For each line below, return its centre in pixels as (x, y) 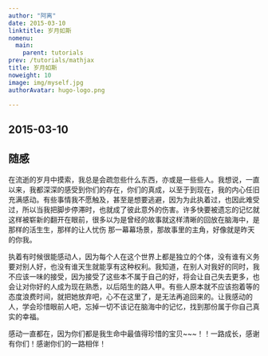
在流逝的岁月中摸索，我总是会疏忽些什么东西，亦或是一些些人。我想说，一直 (134, 179)
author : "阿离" (32, 16)
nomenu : (21, 38)
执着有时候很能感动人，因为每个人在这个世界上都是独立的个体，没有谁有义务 (134, 256)
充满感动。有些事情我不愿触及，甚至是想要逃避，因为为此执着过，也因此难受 (134, 199)
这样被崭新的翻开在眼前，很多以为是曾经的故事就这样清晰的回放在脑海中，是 (134, 219)
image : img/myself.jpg (46, 82)
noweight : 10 (30, 75)
